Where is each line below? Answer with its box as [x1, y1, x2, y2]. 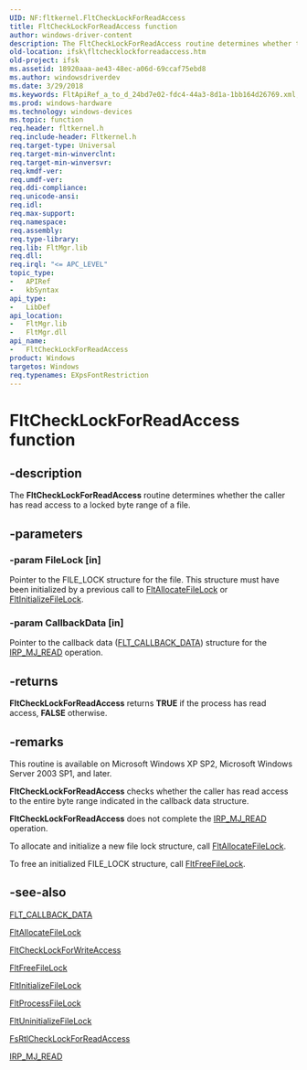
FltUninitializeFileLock [9, 1015, 92, 1026]
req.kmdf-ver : [9, 166, 64, 176]
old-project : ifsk [9, 56, 79, 65]
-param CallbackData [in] [9, 616, 124, 629]
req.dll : [9, 251, 43, 261]
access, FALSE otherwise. [9, 708, 108, 719]
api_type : [9, 294, 48, 303]
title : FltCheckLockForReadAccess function [9, 22, 178, 31]
